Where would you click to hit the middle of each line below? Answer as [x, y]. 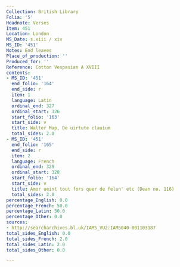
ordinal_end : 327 [33, 106]
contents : [18, 73]
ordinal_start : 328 [36, 173]
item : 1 [21, 95]
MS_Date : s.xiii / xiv [34, 39]
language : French [33, 162]
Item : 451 [18, 28]
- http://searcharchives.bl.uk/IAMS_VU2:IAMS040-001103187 [81, 228]
